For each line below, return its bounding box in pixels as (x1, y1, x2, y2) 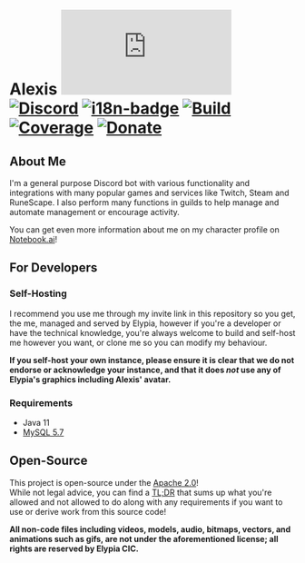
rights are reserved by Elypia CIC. (9, 543, 139, 554)
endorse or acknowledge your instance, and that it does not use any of (9, 364, 281, 375)
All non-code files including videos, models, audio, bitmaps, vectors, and (9, 523, 291, 535)
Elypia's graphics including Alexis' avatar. (9, 373, 172, 385)
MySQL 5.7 (22, 427, 64, 438)
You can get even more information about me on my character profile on (9, 224, 280, 235)
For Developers (9, 260, 98, 276)
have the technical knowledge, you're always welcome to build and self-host (9, 327, 296, 338)
